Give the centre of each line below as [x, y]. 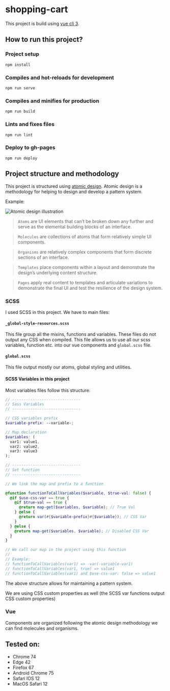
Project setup [22, 54]
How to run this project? [44, 40]
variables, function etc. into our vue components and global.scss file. [78, 345]
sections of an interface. [43, 257]
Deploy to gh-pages [30, 147]
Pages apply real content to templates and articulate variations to [85, 282]
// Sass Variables [25, 404]
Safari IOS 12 [26, 678]
